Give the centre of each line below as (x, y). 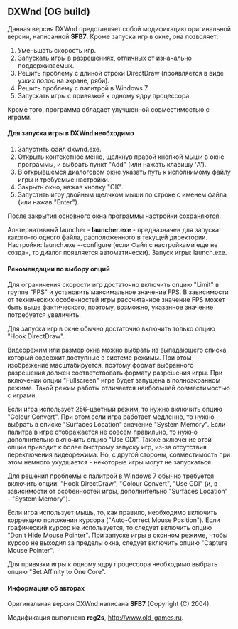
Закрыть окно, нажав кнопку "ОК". (70, 187)
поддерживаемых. (46, 65)
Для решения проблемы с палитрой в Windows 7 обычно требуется (111, 476)
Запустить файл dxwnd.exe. (59, 150)
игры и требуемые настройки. (64, 180)
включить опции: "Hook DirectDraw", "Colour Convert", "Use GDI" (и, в (113, 484)
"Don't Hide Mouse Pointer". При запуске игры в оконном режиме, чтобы (118, 535)
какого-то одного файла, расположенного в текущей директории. (108, 237)
